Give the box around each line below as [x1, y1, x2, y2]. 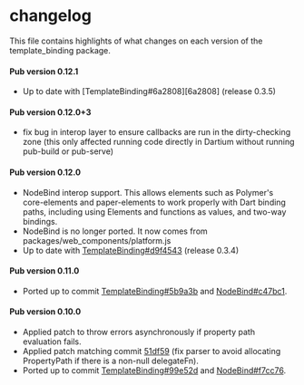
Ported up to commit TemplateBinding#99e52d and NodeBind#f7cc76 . [22, 364, 287, 376]
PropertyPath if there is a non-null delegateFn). [22, 355, 200, 366]
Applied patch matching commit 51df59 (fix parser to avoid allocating [22, 345, 281, 356]
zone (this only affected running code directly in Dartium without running [22, 137, 295, 148]
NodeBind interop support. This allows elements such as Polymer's [22, 187, 274, 197]
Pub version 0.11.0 [9, 265, 80, 276]
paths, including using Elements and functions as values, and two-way [22, 206, 287, 217]
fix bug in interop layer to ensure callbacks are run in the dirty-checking [22, 127, 291, 138]
